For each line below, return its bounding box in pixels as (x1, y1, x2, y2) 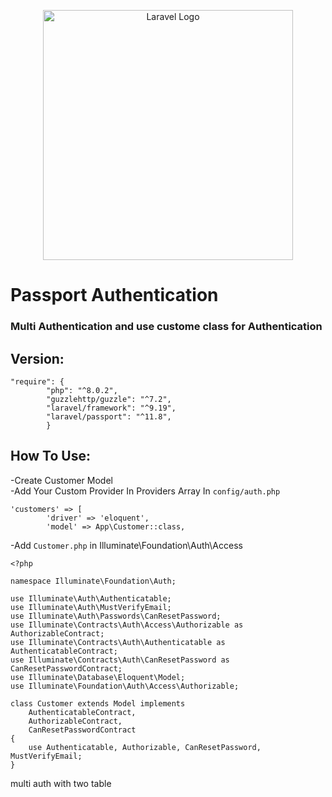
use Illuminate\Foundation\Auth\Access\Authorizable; (10, 681, 240, 691)
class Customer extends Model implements (10, 698, 186, 709)
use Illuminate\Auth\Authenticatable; (10, 593, 172, 604)
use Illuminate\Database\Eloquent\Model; (10, 672, 186, 682)
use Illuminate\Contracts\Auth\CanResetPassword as (10, 655, 230, 665)
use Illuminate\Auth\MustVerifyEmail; (10, 602, 172, 612)
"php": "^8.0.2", (46, 385, 118, 395)
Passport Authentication (10, 284, 219, 307)
